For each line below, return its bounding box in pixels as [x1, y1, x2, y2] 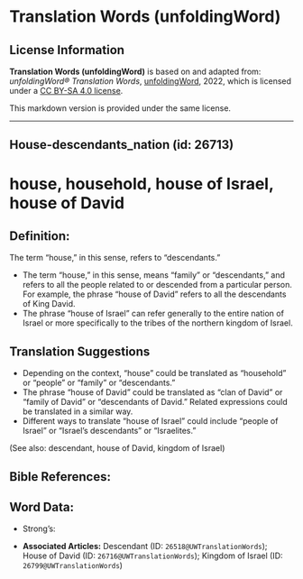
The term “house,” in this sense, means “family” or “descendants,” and [22, 270, 286, 280]
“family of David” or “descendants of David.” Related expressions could [22, 397, 289, 408]
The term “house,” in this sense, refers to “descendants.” [9, 253, 221, 263]
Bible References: [9, 469, 111, 484]
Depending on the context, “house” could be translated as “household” [22, 368, 287, 379]
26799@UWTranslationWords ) [22, 560, 124, 571]
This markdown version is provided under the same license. [9, 103, 232, 114]
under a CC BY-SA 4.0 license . [9, 86, 124, 96]
